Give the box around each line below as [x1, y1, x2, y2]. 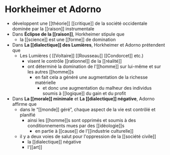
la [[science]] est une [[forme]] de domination [19, 36, 116, 43]
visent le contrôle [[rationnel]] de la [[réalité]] [27, 58, 122, 64]
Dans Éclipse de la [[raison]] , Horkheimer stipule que [12, 31, 125, 37]
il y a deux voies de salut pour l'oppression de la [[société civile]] [19, 133, 156, 139]
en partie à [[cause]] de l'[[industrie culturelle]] [35, 128, 134, 134]
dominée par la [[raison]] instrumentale [12, 25, 95, 31]
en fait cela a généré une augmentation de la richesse [35, 74, 148, 80]
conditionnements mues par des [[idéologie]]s [27, 123, 125, 129]
